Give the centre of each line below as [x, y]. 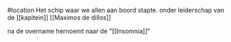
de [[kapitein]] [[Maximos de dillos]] [59, 17]
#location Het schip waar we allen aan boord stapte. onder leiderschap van [116, 10]
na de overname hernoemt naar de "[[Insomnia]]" [79, 31]
